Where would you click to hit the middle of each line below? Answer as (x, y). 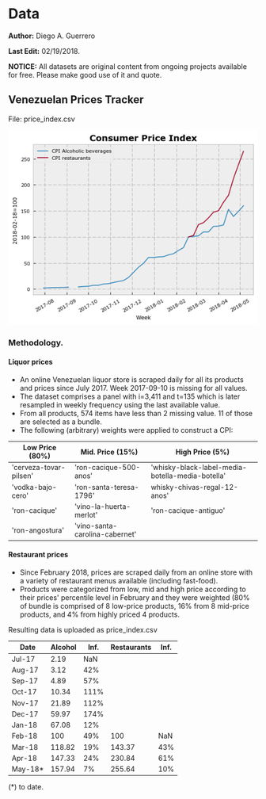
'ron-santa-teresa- (107, 487)
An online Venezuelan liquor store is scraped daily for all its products (131, 379)
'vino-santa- (96, 526)
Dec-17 (25, 713)
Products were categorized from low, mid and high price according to (133, 589)
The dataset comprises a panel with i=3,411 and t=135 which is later (130, 396)
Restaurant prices (38, 555)
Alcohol (63, 648)
